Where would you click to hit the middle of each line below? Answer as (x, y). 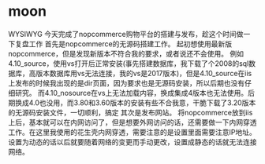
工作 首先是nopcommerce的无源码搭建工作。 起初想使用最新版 (131, 44)
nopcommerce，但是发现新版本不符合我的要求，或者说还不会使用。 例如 (126, 53)
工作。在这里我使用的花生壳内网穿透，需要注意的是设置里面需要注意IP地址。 (132, 132)
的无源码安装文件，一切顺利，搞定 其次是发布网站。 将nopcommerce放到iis (131, 112)
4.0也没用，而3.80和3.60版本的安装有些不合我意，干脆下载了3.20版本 (142, 102)
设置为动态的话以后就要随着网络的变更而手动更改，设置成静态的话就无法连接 (132, 142)
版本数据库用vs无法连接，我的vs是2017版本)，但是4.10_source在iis (144, 73)
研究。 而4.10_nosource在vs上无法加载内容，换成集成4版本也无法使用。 (131, 93)
